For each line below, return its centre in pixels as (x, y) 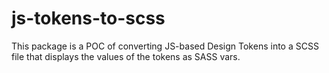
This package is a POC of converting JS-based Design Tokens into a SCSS (165, 46)
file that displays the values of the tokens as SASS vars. (126, 56)
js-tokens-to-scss (88, 18)
